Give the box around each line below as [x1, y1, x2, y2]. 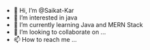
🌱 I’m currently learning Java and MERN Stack [13, 21, 143, 28]
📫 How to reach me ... [13, 36, 77, 43]
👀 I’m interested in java [13, 14, 78, 22]
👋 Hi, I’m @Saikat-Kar [13, 7, 74, 14]
